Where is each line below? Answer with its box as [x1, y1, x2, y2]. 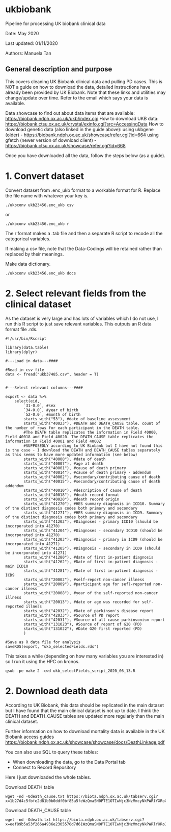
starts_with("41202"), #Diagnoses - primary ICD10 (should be [23, 519, 158, 524]
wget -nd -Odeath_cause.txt [5, 794, 65, 799]
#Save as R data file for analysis [5, 639, 81, 645]
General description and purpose [5, 65, 112, 73]
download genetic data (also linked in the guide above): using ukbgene [5, 126, 154, 132]
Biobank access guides [5, 734, 54, 740]
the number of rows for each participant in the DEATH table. [5, 425, 140, 431]
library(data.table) [5, 345, 49, 350]
